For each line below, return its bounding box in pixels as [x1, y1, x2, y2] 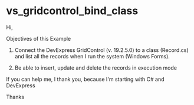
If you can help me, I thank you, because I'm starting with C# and [6, 76, 165, 83]
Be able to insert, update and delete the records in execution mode [14, 64, 177, 71]
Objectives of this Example [6, 35, 71, 42]
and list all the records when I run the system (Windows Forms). [14, 52, 170, 60]
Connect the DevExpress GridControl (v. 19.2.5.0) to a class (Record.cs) [14, 46, 189, 54]
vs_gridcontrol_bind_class [6, 4, 139, 18]
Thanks [6, 93, 25, 100]
